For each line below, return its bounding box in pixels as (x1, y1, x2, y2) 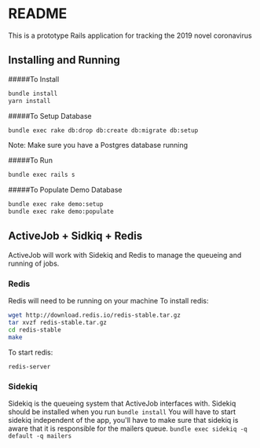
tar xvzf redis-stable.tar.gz (8, 318, 108, 326)
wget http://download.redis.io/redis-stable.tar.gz (8, 311, 181, 319)
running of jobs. (8, 259, 60, 268)
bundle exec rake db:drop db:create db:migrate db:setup (8, 127, 199, 134)
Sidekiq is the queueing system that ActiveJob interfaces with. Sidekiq (8, 398, 236, 408)
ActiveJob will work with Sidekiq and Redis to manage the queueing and (8, 250, 242, 259)
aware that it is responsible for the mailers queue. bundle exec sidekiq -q (8, 424, 247, 433)
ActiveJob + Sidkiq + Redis (8, 230, 143, 243)
